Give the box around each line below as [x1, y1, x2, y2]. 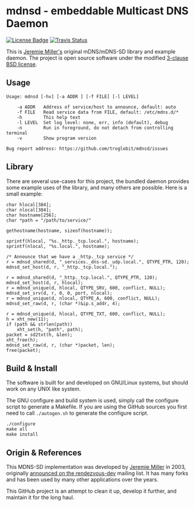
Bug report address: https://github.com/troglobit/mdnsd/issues [6, 146, 168, 152]
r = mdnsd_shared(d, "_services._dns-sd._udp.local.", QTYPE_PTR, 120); [6, 259, 190, 265]
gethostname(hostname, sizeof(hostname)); [6, 228, 113, 234]
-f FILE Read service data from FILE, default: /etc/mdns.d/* [17, 109, 179, 115]
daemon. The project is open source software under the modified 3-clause [6, 54, 188, 61]
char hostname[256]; [6, 212, 57, 218]
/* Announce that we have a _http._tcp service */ [6, 254, 134, 260]
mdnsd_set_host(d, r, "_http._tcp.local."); [6, 264, 118, 270]
